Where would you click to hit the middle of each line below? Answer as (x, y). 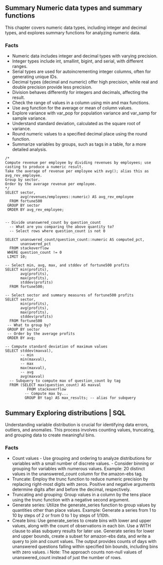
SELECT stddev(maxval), (29, 351)
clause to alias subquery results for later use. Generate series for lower (83, 531)
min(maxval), (34, 359)
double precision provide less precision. (52, 87)
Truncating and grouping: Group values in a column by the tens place (81, 495)
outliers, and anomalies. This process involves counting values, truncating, (80, 430)
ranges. (20, 66)
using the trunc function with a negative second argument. (71, 500)
